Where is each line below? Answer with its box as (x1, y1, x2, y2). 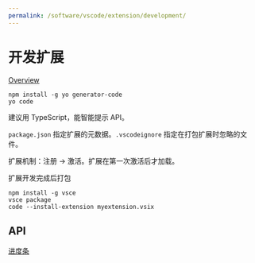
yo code (8, 97, 34, 106)
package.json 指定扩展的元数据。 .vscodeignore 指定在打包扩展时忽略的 (8, 129, 241, 139)
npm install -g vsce (8, 188, 77, 197)
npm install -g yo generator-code (8, 91, 123, 99)
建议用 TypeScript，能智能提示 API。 (8, 112, 129, 122)
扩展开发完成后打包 (8, 172, 71, 183)
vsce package (8, 195, 52, 203)
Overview (8, 75, 40, 84)
